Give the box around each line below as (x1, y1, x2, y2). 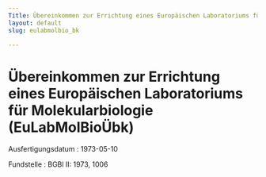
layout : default (8, 19, 62, 27)
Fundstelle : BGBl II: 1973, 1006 (8, 160, 108, 169)
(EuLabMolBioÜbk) (8, 118, 135, 136)
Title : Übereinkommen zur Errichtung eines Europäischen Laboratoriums (8, 11, 249, 20)
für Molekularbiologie (8, 101, 154, 119)
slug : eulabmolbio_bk (8, 26, 80, 34)
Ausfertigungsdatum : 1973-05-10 (8, 144, 119, 154)
